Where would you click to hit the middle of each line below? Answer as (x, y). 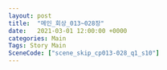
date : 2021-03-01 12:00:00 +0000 (68, 31)
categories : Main (37, 38)
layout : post (30, 16)
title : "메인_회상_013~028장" (56, 23)
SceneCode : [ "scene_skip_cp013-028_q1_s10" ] (84, 53)
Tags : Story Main (37, 46)
